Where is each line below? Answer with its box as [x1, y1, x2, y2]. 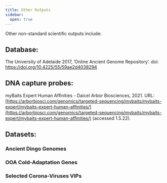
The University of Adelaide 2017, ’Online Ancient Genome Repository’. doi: [5, 59, 159, 65]
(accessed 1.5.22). [92, 115, 131, 121]
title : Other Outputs [5, 7, 51, 13]
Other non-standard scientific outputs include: [5, 31, 102, 37]
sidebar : [5, 12, 24, 17]
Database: [5, 45, 39, 54]
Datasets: [5, 130, 36, 139]
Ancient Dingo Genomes [5, 145, 67, 152]
